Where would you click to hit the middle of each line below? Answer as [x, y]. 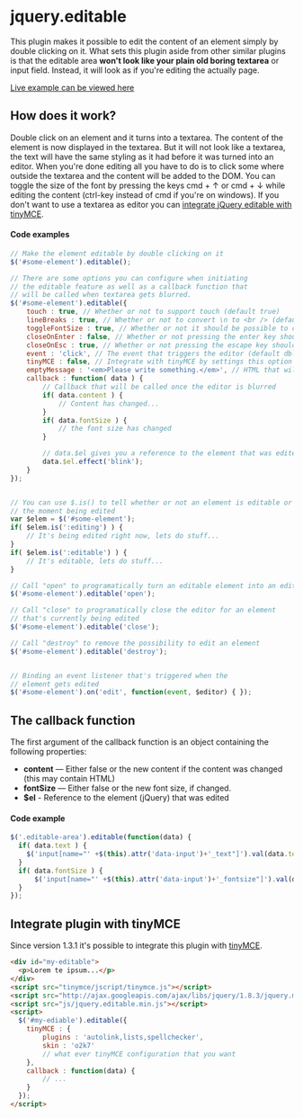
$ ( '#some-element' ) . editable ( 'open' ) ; [83, 594]
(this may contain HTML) [69, 779]
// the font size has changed [115, 429]
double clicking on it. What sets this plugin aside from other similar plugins [148, 50]
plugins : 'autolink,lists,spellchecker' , [123, 1038]
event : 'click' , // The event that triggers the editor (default [153, 353]
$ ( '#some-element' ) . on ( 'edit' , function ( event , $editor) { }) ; [131, 693]
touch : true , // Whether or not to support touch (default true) [153, 312]
